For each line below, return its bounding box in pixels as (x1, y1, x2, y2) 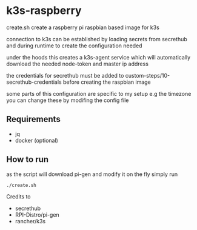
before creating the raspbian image (62, 78, 152, 86)
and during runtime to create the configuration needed (6, 42, 142, 49)
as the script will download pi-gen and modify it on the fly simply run (6, 171, 178, 178)
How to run (6, 154, 49, 164)
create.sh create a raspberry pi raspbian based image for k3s (6, 24, 159, 31)
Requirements (6, 114, 61, 124)
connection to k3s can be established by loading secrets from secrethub (6, 35, 188, 42)
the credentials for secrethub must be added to (6, 72, 124, 79)
